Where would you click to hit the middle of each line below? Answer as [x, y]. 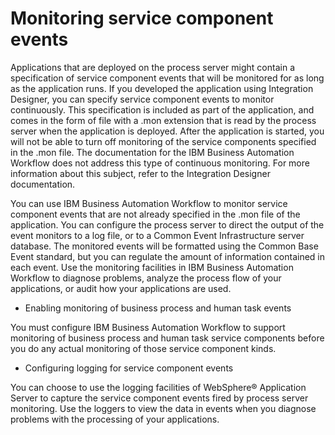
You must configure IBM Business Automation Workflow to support [148, 327]
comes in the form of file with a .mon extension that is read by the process [163, 120]
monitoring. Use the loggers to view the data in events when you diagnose [163, 408]
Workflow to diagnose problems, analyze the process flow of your [146, 278]
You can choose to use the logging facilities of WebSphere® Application [158, 387]
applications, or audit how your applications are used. [121, 288]
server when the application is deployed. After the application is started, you [167, 131]
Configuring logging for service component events [129, 368]
